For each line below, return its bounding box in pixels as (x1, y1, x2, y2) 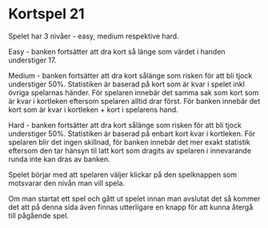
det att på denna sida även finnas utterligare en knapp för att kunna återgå (8, 202, 254, 212)
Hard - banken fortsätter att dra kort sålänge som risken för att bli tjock (8, 120, 242, 130)
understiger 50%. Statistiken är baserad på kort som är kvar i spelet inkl (8, 79, 246, 89)
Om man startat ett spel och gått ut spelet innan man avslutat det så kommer (8, 194, 261, 203)
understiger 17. (8, 55, 57, 65)
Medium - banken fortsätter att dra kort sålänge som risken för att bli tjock (8, 70, 253, 80)
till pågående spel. (8, 210, 70, 220)
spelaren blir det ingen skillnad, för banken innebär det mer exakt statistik (8, 137, 250, 146)
